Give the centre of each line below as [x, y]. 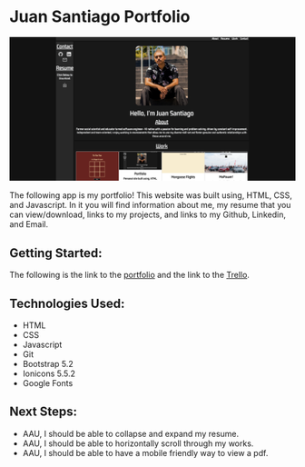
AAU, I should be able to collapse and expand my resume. [131, 433]
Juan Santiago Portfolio [100, 17]
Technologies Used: [67, 303]
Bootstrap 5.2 [48, 364]
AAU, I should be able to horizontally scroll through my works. [138, 443]
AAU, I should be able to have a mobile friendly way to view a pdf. [145, 452]
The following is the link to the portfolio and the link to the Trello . [129, 275]
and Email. [29, 224]
